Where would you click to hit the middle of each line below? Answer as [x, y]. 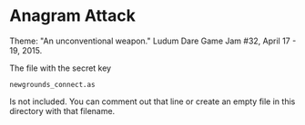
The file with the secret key [61, 68]
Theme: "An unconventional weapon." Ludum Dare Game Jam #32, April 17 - [153, 41]
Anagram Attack [73, 16]
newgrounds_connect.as [52, 84]
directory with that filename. [62, 111]
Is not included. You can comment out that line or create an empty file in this [152, 101]
